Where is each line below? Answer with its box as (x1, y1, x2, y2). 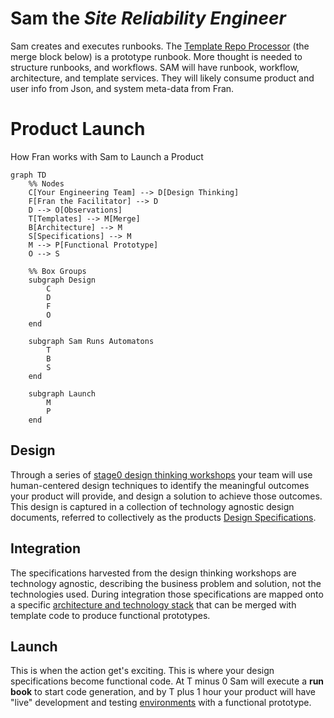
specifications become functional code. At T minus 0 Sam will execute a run (10, 675, 325, 687)
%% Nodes (28, 178, 65, 189)
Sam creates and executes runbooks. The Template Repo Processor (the (10, 40, 310, 52)
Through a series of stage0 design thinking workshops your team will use (10, 468, 313, 481)
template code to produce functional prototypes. (10, 609, 211, 621)
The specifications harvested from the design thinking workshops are (10, 567, 297, 579)
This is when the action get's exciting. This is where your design (10, 665, 275, 677)
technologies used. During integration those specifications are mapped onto (10, 588, 324, 600)
